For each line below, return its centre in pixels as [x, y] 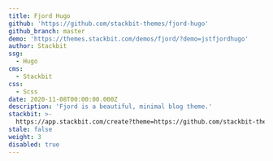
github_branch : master [47, 31]
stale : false [30, 129]
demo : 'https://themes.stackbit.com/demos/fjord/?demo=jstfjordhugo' [129, 39]
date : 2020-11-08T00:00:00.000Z [63, 99]
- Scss [27, 91]
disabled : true [34, 144]
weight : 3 [25, 137]
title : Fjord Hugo [39, 16]
